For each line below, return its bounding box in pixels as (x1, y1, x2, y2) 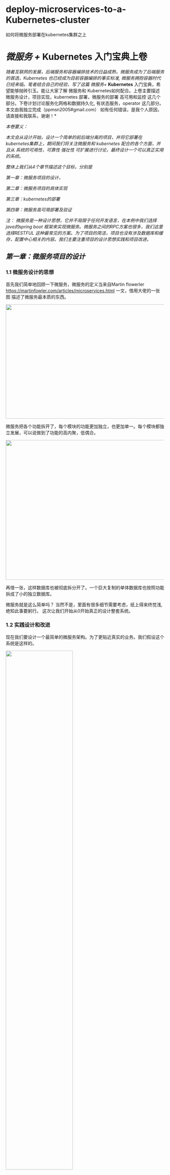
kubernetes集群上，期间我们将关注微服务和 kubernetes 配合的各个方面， (6, 140, 156, 147)
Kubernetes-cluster (6, 14, 90, 26)
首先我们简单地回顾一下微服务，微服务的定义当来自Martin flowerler (6, 281, 145, 287)
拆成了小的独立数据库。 (6, 591, 54, 597)
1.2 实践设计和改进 (6, 621, 51, 628)
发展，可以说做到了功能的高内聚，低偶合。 (10, 429, 99, 435)
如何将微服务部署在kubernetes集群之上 (6, 31, 87, 37)
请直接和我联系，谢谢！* (6, 112, 57, 119)
